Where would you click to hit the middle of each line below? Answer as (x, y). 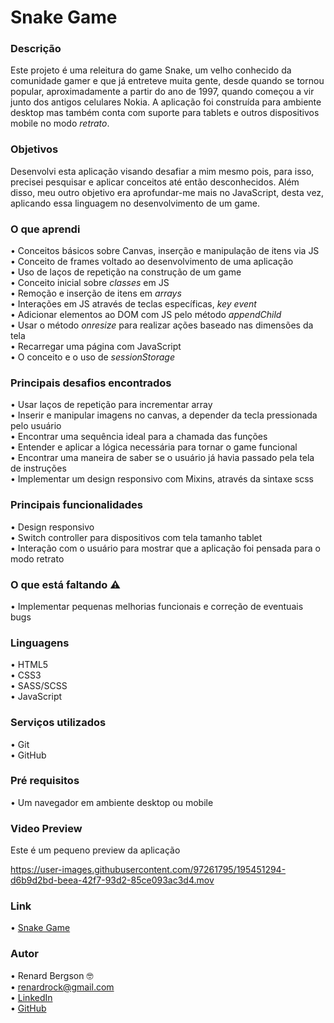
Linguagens (40, 643)
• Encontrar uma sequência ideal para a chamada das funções (139, 437)
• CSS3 (26, 675)
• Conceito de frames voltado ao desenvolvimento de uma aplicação (152, 262)
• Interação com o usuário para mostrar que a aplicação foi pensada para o (165, 548)
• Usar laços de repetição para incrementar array (111, 405)
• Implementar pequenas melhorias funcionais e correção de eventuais (157, 606)
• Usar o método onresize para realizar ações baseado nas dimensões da (162, 325)
